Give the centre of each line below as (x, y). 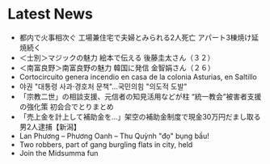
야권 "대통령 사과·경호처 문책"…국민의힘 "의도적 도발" (103, 86)
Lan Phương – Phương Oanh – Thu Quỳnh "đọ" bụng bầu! (114, 136)
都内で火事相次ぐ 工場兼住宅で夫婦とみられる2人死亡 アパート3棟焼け (135, 37)
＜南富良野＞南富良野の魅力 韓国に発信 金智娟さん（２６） (117, 67)
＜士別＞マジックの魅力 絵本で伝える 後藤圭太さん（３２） (117, 57)
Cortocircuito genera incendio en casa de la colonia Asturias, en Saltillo (138, 77)
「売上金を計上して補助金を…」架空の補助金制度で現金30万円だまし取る (140, 116)
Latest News (51, 14)
